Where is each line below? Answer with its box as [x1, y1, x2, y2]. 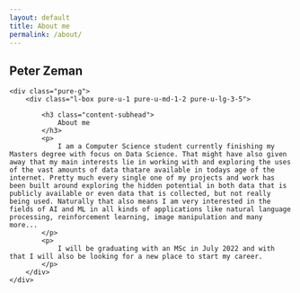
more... [9, 221, 39, 230]
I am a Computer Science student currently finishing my [57, 142, 276, 151]
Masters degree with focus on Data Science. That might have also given [9, 150, 287, 159]
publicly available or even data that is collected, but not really [9, 190, 271, 199]
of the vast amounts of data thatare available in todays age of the [9, 165, 276, 175]
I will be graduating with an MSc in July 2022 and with [57, 244, 276, 253]
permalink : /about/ [9, 30, 83, 39]
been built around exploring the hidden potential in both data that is [9, 182, 287, 191]
